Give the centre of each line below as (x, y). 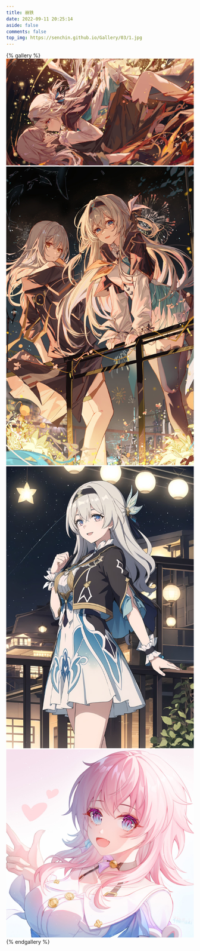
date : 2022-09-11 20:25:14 (40, 19)
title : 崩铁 (20, 13)
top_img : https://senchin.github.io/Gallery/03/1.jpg (74, 38)
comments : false (26, 32)
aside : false (22, 25)
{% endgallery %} (28, 941)
